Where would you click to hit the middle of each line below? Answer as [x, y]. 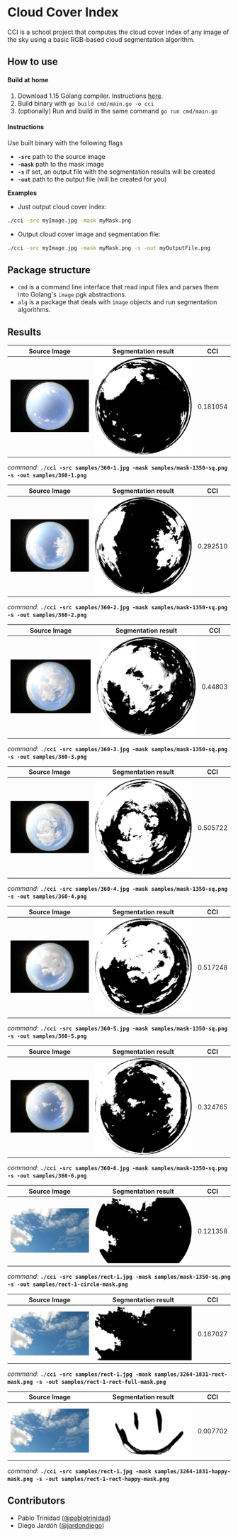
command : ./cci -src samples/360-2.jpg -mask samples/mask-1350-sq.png [118, 607]
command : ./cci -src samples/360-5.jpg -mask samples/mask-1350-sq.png [118, 1028]
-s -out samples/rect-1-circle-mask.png [68, 1284]
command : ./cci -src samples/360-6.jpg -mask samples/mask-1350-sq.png [118, 1168]
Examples [22, 193]
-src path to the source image [61, 156]
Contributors [36, 1501]
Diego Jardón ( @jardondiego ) [61, 1525]
